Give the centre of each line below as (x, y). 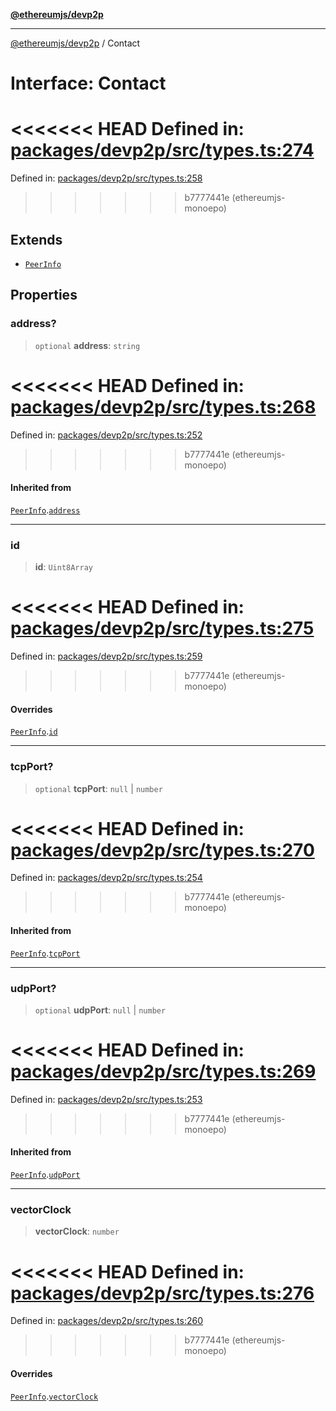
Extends (36, 239)
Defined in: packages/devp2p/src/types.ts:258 (106, 178)
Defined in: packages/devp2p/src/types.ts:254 (106, 878)
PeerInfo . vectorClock (54, 1396)
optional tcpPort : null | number (98, 788)
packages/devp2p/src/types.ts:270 (162, 850)
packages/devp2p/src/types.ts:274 (162, 150)
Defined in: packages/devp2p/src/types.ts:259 (106, 656)
